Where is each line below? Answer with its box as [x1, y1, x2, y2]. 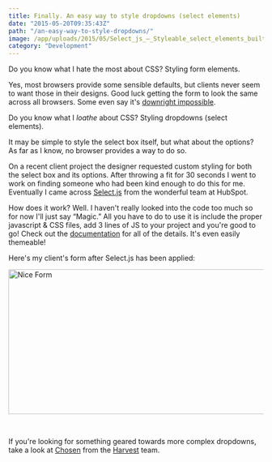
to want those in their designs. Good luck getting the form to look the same [8, 88, 258, 98]
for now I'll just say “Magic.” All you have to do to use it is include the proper [8, 212, 263, 221]
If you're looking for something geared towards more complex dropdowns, [8, 437, 257, 447]
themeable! [8, 237, 46, 247]
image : [8, 34, 31, 43]
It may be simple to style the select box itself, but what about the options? [8, 137, 254, 147]
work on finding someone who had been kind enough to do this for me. [8, 179, 245, 189]
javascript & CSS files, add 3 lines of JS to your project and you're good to [8, 220, 257, 230]
